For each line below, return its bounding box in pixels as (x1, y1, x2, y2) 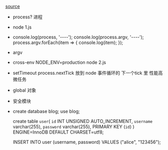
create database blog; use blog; (12, 109, 80, 114)
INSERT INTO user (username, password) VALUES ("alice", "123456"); (12, 139, 161, 145)
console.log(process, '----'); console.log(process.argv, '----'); (12, 34, 144, 40)
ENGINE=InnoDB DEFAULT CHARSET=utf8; (12, 129, 104, 135)
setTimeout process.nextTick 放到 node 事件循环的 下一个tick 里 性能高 (12, 70, 163, 76)
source (5, 4, 20, 9)
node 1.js (12, 24, 32, 30)
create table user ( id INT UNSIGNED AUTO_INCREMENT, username (12, 118, 153, 124)
